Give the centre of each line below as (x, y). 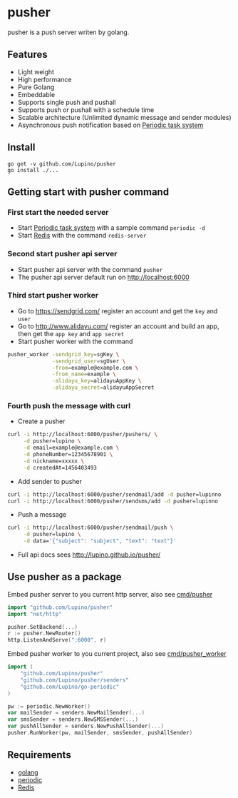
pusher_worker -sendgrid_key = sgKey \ (63, 354)
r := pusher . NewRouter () (44, 633)
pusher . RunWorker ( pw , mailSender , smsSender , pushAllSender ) (100, 733)
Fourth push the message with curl (69, 406)
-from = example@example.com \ (95, 368)
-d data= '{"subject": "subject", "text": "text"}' (100, 541)
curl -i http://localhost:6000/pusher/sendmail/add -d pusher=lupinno (114, 494)
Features (27, 55)
